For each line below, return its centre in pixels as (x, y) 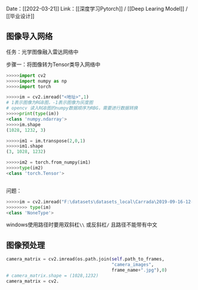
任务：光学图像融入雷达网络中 (42, 51)
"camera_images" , (133, 265)
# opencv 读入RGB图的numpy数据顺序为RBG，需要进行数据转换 (72, 108)
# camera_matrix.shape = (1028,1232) (52, 276)
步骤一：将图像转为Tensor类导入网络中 (53, 64)
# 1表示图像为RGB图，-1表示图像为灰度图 (49, 103)
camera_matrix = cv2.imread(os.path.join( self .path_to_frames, (85, 259)
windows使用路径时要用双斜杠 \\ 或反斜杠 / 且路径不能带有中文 (82, 225)
